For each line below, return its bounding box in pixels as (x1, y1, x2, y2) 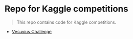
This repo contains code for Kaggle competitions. (16, 19, 116, 25)
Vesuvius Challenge (11, 28, 52, 34)
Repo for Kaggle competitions (4, 3, 129, 14)
